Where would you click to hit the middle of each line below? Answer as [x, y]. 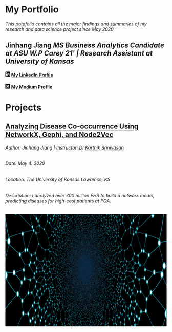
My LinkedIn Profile [32, 75]
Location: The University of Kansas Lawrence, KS [58, 179]
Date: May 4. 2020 [25, 163]
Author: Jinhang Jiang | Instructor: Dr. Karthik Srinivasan [65, 147]
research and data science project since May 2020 [59, 29]
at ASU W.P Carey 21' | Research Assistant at [79, 53]
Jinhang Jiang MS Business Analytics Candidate [85, 45]
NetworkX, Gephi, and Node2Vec [59, 135]
